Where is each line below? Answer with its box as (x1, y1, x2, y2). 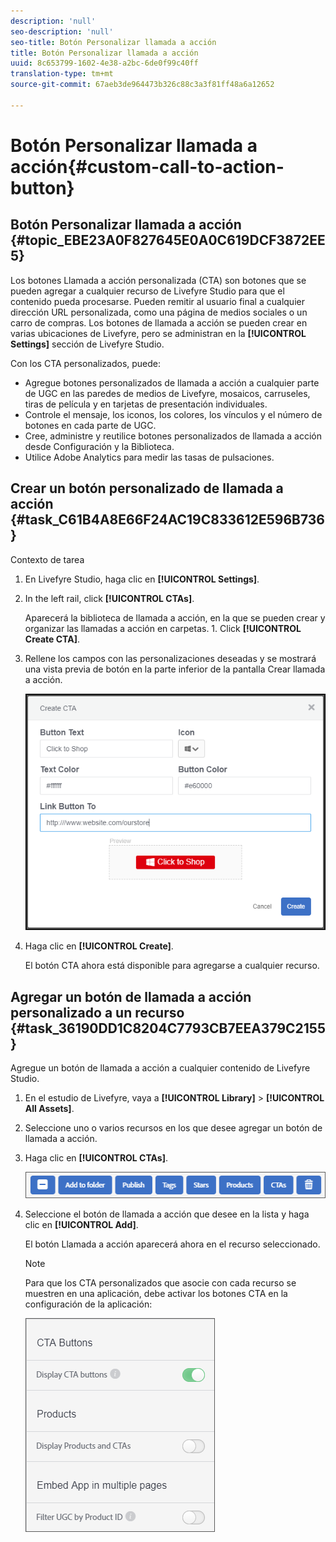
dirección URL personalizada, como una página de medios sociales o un (10, 306, 308, 318)
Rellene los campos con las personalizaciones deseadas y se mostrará (24, 652, 317, 664)
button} (10, 176, 75, 199)
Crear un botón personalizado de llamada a (10, 480, 284, 497)
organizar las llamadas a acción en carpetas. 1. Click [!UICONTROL (24, 622, 302, 634)
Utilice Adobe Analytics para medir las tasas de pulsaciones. (24, 451, 275, 463)
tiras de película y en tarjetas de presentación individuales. (24, 398, 268, 410)
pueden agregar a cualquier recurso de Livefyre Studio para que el (10, 285, 285, 297)
